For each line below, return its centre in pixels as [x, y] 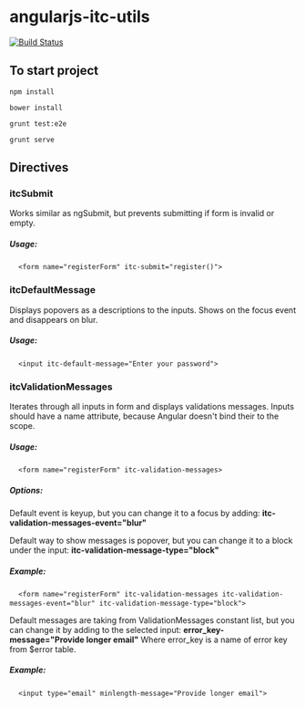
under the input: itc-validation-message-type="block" [114, 550]
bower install [36, 108]
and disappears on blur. [54, 319]
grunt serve [32, 140]
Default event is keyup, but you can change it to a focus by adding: [135, 513]
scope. [22, 425]
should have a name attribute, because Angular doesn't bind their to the [144, 416]
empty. [23, 223]
